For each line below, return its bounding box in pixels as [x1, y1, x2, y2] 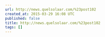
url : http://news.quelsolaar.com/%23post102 [5, 7, 96, 12]
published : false [5, 16, 40, 21]
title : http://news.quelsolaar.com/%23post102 [5, 20, 101, 25]
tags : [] [5, 25, 23, 30]
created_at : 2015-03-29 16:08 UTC [5, 12, 75, 16]
